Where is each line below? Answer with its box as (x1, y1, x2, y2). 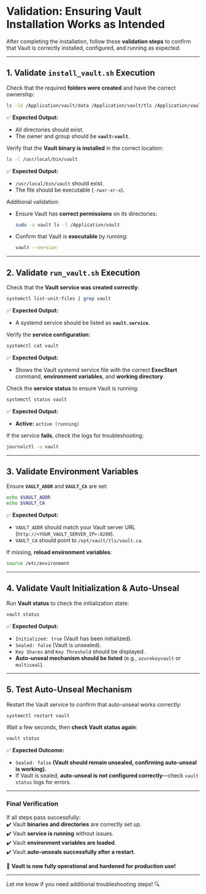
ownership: (6, 90, 35, 98)
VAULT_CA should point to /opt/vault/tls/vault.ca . (15, 537, 143, 544)
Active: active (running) (15, 419, 80, 427)
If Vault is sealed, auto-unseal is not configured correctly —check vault (15, 772, 199, 779)
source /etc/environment (6, 561, 70, 567)
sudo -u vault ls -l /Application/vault (15, 222, 120, 228)
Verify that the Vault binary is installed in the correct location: (6, 144, 164, 152)
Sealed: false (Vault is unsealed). (15, 641, 102, 648)
